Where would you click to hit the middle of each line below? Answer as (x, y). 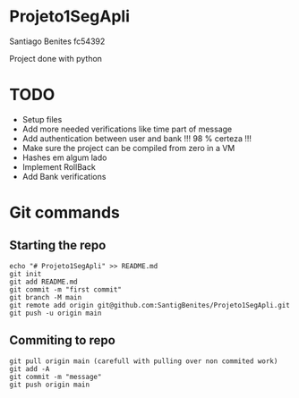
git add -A (30, 368)
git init (26, 274)
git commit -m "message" (56, 377)
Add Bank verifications (64, 176)
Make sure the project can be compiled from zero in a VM (128, 148)
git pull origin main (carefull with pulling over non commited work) (144, 361)
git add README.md (43, 282)
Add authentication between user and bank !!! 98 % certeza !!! (137, 138)
